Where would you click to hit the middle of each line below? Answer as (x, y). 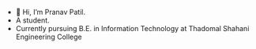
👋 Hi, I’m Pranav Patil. (51, 12)
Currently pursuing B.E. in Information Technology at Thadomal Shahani (132, 28)
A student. (32, 20)
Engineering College (49, 37)
